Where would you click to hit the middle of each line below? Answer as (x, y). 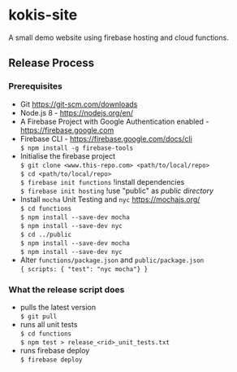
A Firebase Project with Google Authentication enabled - (114, 121)
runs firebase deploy (55, 350)
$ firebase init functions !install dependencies (102, 182)
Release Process (52, 63)
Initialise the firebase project (68, 155)
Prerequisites (35, 86)
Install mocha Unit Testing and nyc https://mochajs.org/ (110, 199)
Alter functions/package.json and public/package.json (112, 260)
